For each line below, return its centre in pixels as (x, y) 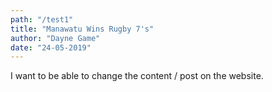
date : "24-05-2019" (51, 47)
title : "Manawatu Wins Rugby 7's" (82, 29)
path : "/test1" (42, 19)
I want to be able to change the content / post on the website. (137, 76)
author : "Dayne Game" (55, 38)
